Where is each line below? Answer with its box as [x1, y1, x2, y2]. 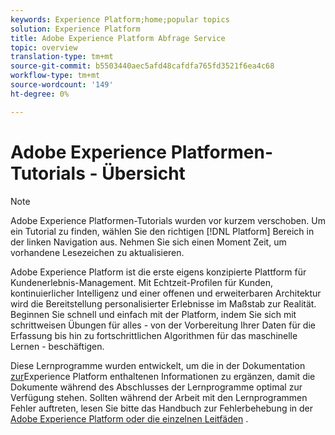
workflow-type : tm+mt [10, 71, 101, 81]
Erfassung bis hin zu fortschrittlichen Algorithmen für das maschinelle [10, 329, 298, 341]
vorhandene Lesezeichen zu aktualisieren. [10, 246, 185, 258]
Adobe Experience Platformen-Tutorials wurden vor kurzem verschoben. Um [10, 214, 326, 226]
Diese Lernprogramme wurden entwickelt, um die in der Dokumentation [10, 359, 306, 371]
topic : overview [10, 42, 78, 53]
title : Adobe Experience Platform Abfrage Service [10, 33, 226, 43]
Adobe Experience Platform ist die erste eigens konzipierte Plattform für [10, 266, 307, 278]
